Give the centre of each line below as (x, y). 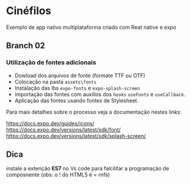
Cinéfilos (29, 11)
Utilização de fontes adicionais (51, 63)
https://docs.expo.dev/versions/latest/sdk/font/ (63, 129)
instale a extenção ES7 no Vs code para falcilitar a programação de (88, 169)
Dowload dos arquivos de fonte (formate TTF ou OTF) (80, 75)
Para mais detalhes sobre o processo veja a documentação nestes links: (94, 112)
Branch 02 (26, 46)
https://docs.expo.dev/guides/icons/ (50, 123)
